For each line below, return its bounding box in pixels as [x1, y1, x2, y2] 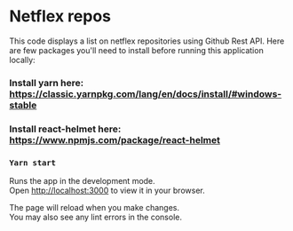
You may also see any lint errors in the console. [9, 211, 182, 223]
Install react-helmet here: [9, 123, 122, 135]
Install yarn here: [9, 76, 84, 89]
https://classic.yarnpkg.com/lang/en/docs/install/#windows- [9, 87, 282, 100]
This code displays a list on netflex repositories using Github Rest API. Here [9, 36, 285, 46]
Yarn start [9, 157, 56, 168]
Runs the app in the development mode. [9, 176, 155, 187]
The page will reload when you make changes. [9, 203, 180, 213]
